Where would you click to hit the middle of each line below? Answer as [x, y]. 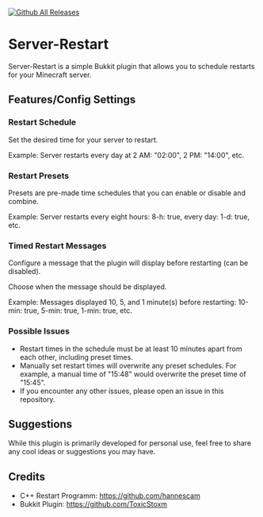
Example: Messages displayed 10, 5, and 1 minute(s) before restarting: [122, 303]
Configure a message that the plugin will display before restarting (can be [128, 263]
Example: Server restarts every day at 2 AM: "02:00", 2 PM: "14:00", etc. [126, 155]
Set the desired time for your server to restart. [83, 140]
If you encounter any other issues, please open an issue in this [122, 391]
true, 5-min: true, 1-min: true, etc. [78, 311]
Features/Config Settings [72, 100]
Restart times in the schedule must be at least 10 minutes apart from [131, 349]
